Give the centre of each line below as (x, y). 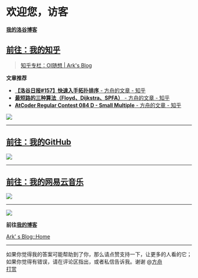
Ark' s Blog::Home (28, 237)
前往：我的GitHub (39, 142)
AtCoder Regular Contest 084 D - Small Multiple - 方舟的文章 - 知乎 (98, 105)
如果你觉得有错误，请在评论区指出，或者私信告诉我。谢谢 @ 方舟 (84, 262)
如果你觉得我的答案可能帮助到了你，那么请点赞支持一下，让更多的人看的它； (99, 254)
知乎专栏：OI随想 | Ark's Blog (56, 65)
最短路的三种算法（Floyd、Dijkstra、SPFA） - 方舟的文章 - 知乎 (92, 97)
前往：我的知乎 (33, 50)
